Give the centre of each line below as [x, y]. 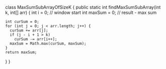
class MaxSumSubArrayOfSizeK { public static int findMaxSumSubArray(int [83, 7]
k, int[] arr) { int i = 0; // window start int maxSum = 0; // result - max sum [81, 12]
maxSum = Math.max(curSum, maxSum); [48, 43]
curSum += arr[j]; [29, 30]
